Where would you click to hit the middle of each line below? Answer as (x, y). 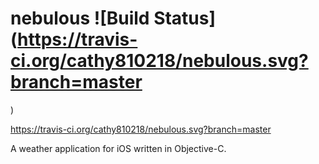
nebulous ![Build (80, 18)
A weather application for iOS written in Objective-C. (118, 148)
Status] (185, 18)
